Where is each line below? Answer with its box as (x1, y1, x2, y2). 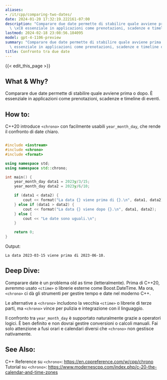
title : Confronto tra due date (5, 49, 70, 54)
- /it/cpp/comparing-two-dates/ (5, 12, 72, 17)
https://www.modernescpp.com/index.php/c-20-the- (48, 364, 157, 370)
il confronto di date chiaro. (5, 129, 59, 135)
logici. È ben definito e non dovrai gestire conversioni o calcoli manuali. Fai (5, 320, 158, 326)
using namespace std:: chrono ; (5, 166, 68, 171)
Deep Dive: (5, 266, 40, 275)
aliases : (5, 7, 23, 12)
